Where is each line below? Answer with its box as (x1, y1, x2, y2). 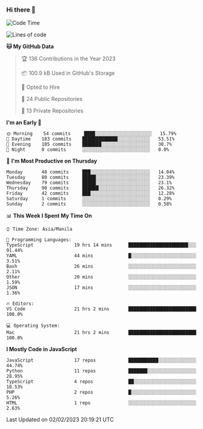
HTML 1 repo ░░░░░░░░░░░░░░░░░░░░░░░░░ (6, 400, 197, 406)
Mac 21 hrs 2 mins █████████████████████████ (6, 330, 197, 336)
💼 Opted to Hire (21, 83, 61, 91)
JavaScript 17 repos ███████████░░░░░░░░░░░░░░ (6, 357, 197, 364)
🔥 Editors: (6, 301, 35, 307)
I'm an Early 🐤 (6, 119, 42, 127)
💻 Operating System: (6, 323, 61, 329)
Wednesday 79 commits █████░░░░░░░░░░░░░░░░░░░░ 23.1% (6, 180, 172, 186)
